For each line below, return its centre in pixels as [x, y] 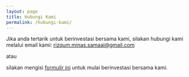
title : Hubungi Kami [31, 17]
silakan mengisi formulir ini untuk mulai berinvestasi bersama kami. [87, 68]
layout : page [22, 11]
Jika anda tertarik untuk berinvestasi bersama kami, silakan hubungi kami [95, 39]
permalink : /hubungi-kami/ [39, 22]
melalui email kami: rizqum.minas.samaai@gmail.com [70, 45]
